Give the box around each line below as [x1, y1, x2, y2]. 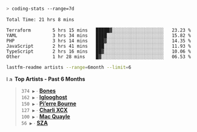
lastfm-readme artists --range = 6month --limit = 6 [6, 64, 132, 70]
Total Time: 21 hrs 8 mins [6, 16, 75, 22]
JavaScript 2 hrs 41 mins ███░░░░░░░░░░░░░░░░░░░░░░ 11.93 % [6, 43, 191, 49]
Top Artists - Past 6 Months [14, 75, 85, 82]
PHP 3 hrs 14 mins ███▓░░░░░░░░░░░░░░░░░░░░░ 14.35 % [6, 38, 191, 44]
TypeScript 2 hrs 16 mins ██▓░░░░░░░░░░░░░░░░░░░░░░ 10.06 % [6, 48, 191, 54]
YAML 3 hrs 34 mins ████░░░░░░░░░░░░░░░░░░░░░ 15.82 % [6, 32, 191, 39]
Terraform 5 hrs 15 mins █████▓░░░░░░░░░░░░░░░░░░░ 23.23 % [6, 27, 191, 33]
